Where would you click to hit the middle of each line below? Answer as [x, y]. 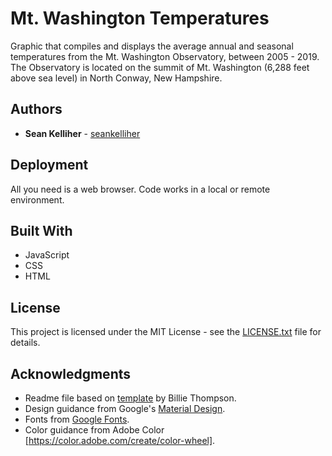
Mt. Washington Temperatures [140, 18]
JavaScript [47, 255]
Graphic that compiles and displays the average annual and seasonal [152, 46]
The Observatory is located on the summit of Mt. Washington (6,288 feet [160, 67]
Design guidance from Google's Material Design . [125, 408]
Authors [36, 109]
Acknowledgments [71, 373]
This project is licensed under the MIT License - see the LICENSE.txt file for [166, 332]
